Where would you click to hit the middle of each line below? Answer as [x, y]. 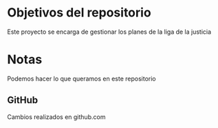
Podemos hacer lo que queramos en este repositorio [81, 78]
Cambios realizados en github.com [56, 117]
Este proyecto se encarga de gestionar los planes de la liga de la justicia [109, 32]
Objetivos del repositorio [79, 13]
